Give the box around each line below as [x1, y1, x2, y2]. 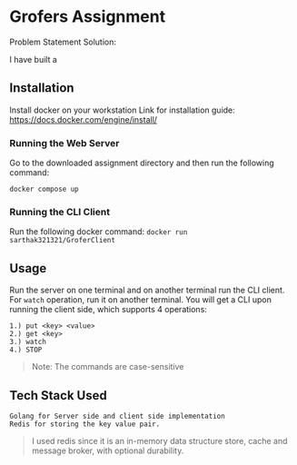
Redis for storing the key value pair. [9, 420, 161, 429]
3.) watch [9, 338, 47, 347]
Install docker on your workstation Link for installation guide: [9, 104, 236, 115]
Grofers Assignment [9, 6, 166, 27]
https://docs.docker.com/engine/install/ [9, 114, 157, 124]
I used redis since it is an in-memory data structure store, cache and [31, 435, 288, 446]
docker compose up [9, 184, 79, 194]
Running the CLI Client [9, 205, 111, 218]
